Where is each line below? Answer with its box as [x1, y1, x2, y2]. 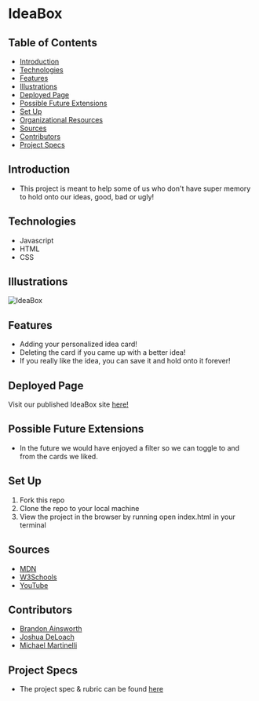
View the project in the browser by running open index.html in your [19, 512, 235, 521]
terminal [19, 520, 47, 530]
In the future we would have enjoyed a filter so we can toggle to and [19, 443, 240, 452]
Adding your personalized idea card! [19, 339, 137, 349]
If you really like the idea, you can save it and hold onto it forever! [19, 356, 231, 366]
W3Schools [19, 572, 57, 582]
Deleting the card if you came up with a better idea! [19, 348, 186, 357]
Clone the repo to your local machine [19, 503, 140, 513]
